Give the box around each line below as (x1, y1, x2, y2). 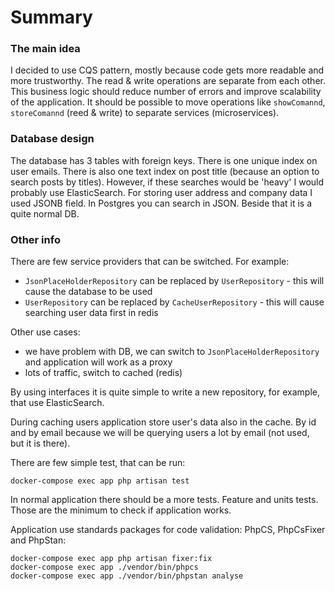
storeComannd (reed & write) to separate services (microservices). (10, 107, 280, 119)
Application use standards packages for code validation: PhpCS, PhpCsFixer (10, 524, 326, 536)
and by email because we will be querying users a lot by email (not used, (10, 427, 310, 439)
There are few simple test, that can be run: (10, 457, 186, 469)
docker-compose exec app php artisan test (10, 476, 190, 486)
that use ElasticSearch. (10, 397, 105, 409)
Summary (10, 6, 93, 29)
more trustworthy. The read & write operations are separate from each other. (10, 75, 326, 87)
